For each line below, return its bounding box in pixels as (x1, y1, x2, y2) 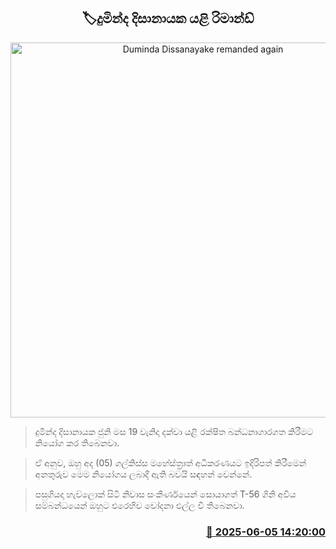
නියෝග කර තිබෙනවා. (34, 436, 120, 449)
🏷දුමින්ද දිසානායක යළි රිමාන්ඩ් (81, 10, 255, 27)
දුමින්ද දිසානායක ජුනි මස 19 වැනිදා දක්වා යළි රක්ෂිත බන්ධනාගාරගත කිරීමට (34, 425, 314, 437)
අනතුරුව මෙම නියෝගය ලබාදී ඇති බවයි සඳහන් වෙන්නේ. (34, 468, 253, 480)
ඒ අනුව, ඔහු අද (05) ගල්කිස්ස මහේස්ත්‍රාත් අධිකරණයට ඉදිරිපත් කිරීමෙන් (34, 456, 307, 469)
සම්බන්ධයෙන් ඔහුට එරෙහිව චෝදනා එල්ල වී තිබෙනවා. (34, 499, 245, 511)
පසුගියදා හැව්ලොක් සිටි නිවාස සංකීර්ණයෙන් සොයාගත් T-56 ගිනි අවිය (34, 488, 297, 500)
